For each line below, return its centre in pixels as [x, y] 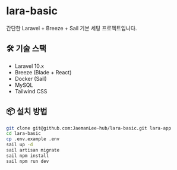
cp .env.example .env [33, 139]
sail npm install [28, 156]
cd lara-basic [24, 134]
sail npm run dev [28, 161]
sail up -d [20, 145]
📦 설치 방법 [27, 111]
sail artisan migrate [33, 150]
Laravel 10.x [29, 66]
